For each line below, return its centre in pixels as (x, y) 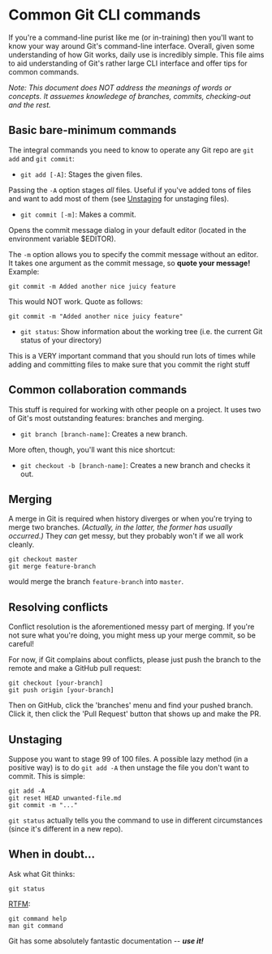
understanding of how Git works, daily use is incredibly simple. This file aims (136, 54)
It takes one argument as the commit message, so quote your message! (130, 263)
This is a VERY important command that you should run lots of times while (132, 355)
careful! (22, 644)
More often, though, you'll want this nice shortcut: (92, 449)
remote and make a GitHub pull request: (75, 668)
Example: (24, 271)
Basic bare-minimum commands (93, 130)
